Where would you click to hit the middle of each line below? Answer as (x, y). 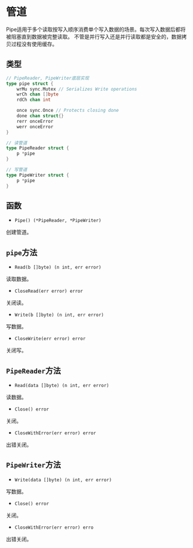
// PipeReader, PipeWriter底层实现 (48, 78)
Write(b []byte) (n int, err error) (59, 315)
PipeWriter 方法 (34, 465)
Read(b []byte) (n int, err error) (58, 268)
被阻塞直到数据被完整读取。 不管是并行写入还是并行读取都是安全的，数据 (94, 36)
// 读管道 (17, 143)
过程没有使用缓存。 (34, 44)
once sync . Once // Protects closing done (68, 111)
